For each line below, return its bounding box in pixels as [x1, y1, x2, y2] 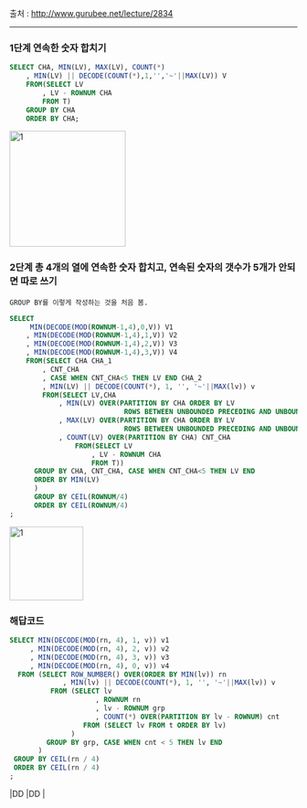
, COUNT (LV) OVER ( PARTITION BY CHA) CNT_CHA [58, 432, 231, 441]
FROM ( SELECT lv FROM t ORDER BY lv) [82, 720, 227, 729]
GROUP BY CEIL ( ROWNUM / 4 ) [33, 493, 129, 502]
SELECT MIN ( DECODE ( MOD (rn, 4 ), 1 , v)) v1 [9, 636, 170, 645]
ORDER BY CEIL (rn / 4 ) [13, 763, 101, 772]
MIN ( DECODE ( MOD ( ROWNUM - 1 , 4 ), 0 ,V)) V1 [29, 323, 174, 332]
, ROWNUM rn [95, 696, 142, 705]
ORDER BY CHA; [26, 113, 79, 123]
